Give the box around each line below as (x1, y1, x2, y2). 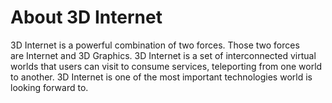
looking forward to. (10, 81, 89, 93)
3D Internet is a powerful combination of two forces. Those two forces (10, 39, 300, 51)
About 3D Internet (10, 6, 163, 29)
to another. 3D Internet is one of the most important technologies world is (10, 71, 313, 83)
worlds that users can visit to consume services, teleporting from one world (10, 60, 323, 72)
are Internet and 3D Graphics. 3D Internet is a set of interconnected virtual (10, 49, 317, 61)
